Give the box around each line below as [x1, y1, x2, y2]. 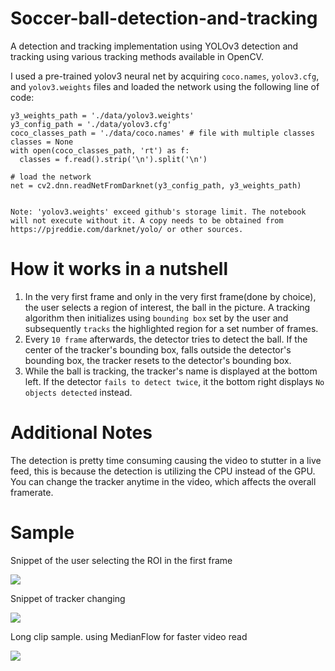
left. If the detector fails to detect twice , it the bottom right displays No [24, 375, 325, 387]
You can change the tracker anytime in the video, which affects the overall [10, 475, 317, 487]
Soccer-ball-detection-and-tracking [10, 7, 318, 30]
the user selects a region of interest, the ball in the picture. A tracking [24, 301, 311, 313]
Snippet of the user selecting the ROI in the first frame [10, 554, 233, 566]
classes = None [10, 137, 74, 147]
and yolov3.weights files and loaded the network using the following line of [10, 80, 320, 92]
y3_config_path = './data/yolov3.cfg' [10, 119, 172, 129]
